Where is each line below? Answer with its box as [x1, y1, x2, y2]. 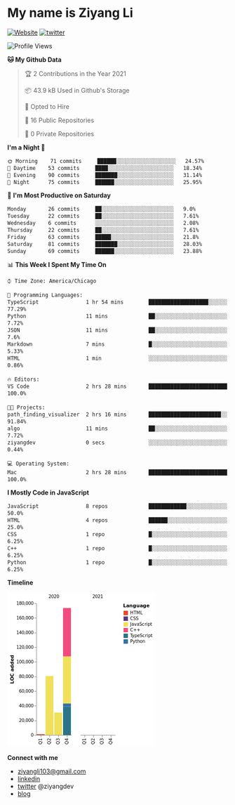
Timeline [7, 578, 34, 587]
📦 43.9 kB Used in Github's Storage [24, 86, 130, 94]
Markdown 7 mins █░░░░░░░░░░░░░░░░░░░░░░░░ [7, 341, 228, 348]
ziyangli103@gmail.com [17, 767, 86, 775]
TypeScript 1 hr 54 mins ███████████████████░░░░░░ [7, 299, 228, 306]
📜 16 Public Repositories [24, 116, 95, 124]
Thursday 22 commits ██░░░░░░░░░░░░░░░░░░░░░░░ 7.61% [7, 226, 199, 233]
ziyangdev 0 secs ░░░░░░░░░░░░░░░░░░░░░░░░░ [7, 439, 228, 446]
